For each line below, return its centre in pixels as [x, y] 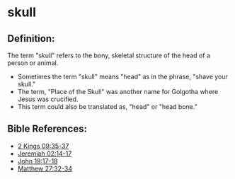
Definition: [31, 39]
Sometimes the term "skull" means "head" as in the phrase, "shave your [123, 76]
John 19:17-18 [38, 161]
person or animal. [33, 63]
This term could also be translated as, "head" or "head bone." [108, 106]
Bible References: [47, 129]
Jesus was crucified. [48, 99]
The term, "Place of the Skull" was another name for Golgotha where [118, 92]
